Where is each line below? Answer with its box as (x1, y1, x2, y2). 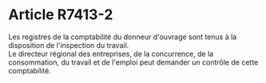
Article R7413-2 (8, 6, 113, 24)
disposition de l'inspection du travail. (8, 40, 129, 49)
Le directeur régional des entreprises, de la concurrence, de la (8, 49, 214, 58)
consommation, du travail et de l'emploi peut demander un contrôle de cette (8, 57, 259, 67)
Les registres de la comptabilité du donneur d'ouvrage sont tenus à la (8, 32, 237, 41)
